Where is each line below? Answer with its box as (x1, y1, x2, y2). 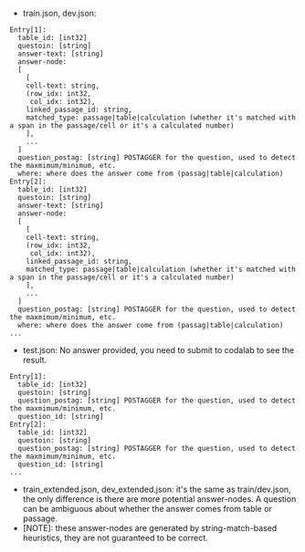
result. (22, 355, 47, 365)
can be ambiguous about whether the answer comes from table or (22, 504, 272, 514)
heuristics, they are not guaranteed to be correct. (22, 533, 208, 543)
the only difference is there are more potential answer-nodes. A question (22, 494, 297, 505)
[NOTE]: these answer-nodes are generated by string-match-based (22, 523, 278, 533)
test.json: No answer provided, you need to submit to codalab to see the (22, 345, 295, 355)
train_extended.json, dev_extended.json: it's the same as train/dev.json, (22, 484, 291, 495)
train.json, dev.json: (22, 8, 97, 18)
